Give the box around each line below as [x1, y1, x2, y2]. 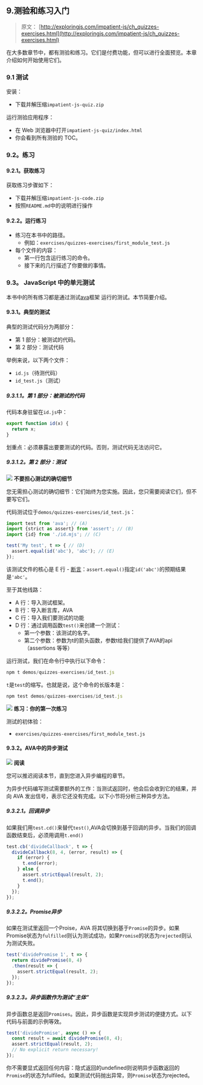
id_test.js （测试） [14, 376, 64, 384]
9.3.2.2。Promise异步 [6, 908, 62, 915]
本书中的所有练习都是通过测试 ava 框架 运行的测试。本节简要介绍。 [6, 293, 170, 301]
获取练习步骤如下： [6, 181, 54, 189]
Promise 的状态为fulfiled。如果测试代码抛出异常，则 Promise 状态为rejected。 [6, 1072, 193, 1079]
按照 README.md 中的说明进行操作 [14, 202, 93, 209]
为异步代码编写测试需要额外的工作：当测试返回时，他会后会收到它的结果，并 [6, 784, 197, 792]
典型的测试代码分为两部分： [6, 323, 76, 330]
